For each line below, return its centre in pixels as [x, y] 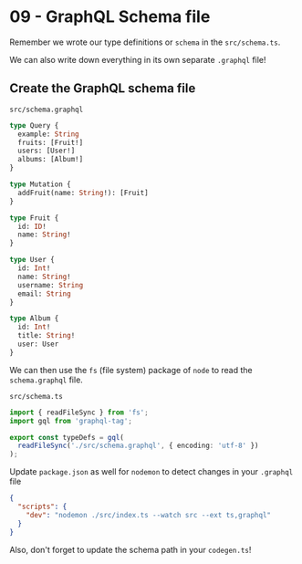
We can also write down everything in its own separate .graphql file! [138, 59]
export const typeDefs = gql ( [67, 437]
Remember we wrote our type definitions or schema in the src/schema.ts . [145, 42]
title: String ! [47, 336]
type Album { [34, 319]
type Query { [34, 125]
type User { [32, 260]
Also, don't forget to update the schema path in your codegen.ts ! [130, 549]
